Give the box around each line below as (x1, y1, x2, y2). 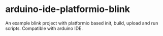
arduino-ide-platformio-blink (5, 3, 131, 15)
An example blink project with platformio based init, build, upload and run (5, 20, 158, 26)
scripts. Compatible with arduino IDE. (5, 25, 83, 31)
